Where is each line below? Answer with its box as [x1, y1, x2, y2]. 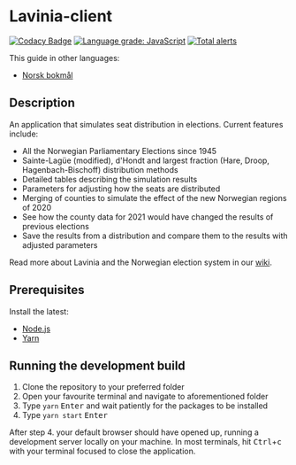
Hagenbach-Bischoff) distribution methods [21, 164, 178, 174]
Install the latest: [9, 306, 69, 316]
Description [9, 96, 75, 111]
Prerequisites [9, 283, 85, 298]
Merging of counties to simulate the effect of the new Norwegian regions [21, 192, 287, 203]
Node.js [21, 323, 51, 334]
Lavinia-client [9, 6, 113, 27]
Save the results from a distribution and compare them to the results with [21, 230, 288, 241]
